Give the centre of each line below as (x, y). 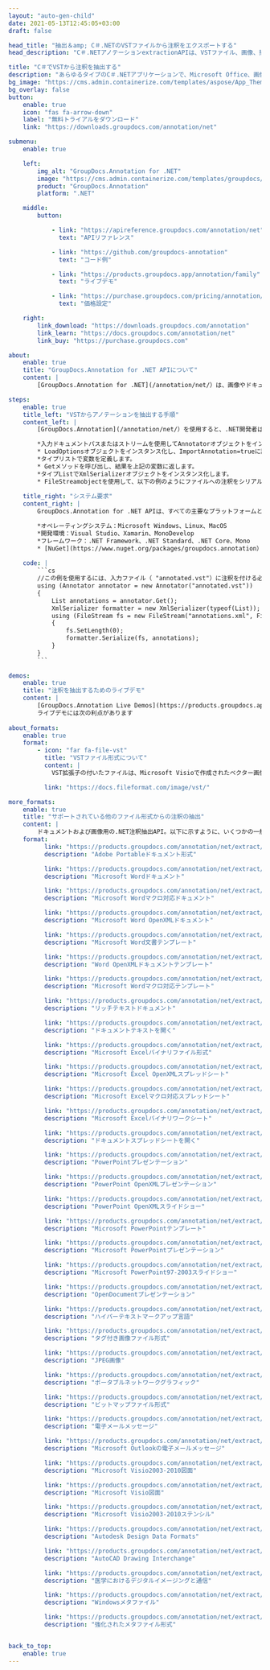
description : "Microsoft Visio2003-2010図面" (120, 1470)
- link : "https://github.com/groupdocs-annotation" (139, 252)
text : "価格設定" (86, 304)
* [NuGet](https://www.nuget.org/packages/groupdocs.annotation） (150, 548)
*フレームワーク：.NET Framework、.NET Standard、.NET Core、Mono (144, 541)
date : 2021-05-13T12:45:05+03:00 (64, 23)
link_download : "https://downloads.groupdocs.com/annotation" (143, 326)
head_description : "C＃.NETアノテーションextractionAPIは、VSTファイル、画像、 (134, 53)
